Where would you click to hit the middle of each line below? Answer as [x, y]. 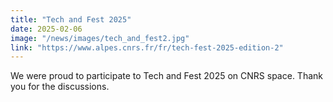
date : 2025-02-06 [46, 29]
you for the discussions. [60, 87]
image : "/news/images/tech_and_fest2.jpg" [100, 38]
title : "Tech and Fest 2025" [71, 19]
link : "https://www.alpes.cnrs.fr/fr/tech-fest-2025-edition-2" [147, 47]
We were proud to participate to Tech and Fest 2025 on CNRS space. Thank [166, 76]
